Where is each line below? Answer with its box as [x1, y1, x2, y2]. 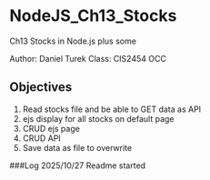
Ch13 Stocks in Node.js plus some [9, 35, 136, 46]
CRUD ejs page [22, 123, 80, 134]
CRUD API [22, 133, 61, 144]
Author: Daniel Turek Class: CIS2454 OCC [9, 53, 166, 64]
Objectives [9, 79, 73, 95]
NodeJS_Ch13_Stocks [9, 5, 177, 26]
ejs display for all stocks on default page [22, 113, 175, 124]
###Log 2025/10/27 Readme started [9, 160, 146, 171]
